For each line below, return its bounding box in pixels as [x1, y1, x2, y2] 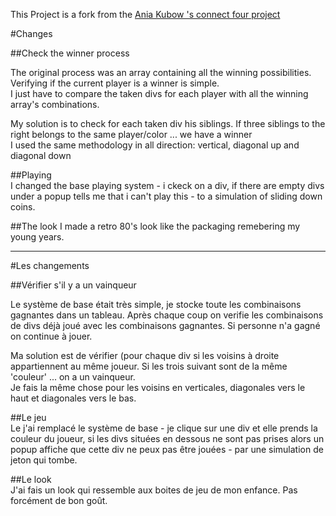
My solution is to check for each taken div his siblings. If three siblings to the [10, 118, 326, 129]
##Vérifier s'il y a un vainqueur [10, 279, 137, 291]
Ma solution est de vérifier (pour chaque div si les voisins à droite [10, 350, 280, 361]
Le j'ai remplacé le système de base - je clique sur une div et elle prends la [10, 422, 318, 434]
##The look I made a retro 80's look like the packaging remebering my [10, 220, 301, 232]
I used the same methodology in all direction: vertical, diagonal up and [10, 139, 300, 151]
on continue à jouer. [10, 330, 93, 342]
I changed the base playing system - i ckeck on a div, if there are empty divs [10, 180, 325, 191]
